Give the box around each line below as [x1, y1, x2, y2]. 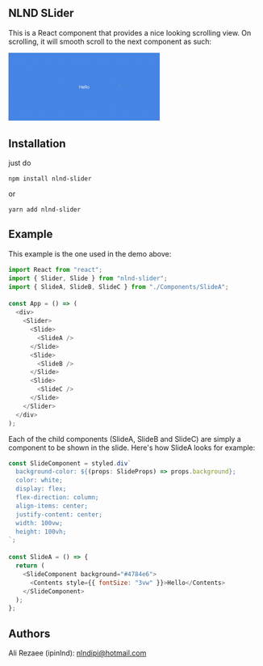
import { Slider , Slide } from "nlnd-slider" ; [8, 274, 168, 282]
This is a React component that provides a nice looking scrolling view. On [8, 28, 252, 37]
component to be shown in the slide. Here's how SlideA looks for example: [8, 443, 256, 452]
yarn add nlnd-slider [8, 206, 81, 214]
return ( [15, 562, 45, 570]
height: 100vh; [15, 528, 67, 536]
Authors [8, 626, 51, 640]
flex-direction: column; [15, 494, 99, 502]
